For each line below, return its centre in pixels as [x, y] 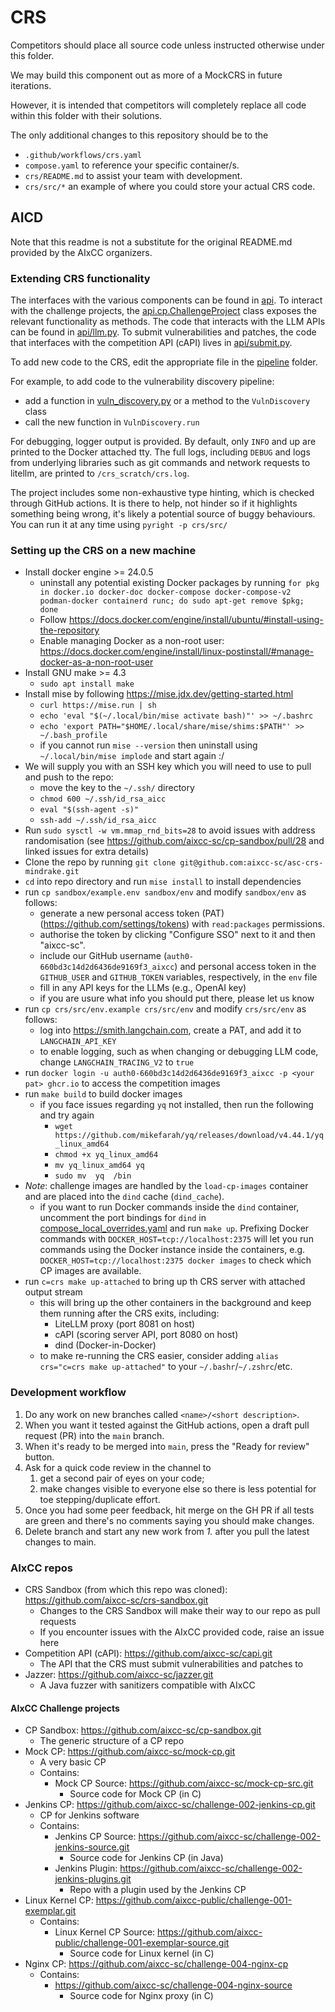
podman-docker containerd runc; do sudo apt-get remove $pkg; [172, 601]
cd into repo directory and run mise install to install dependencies [163, 882]
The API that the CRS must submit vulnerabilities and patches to [171, 1663]
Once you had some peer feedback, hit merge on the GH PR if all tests [169, 1510]
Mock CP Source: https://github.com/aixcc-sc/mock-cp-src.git [184, 1783]
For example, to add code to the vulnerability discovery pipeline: [142, 382]
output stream [53, 1292]
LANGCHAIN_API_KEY [78, 1042]
